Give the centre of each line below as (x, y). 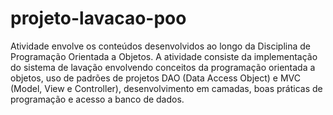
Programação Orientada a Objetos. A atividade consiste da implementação (164, 56)
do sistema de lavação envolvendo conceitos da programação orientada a (163, 67)
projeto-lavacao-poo (98, 18)
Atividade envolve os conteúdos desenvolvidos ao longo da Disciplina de (160, 46)
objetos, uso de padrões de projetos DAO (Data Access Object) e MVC (155, 78)
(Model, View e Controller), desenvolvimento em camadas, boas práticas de (166, 88)
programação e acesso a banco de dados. (97, 99)
